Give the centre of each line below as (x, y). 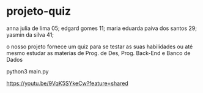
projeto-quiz (39, 11)
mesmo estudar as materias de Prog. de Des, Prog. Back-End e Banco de (98, 53)
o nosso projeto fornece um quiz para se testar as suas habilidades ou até (100, 46)
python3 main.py (28, 71)
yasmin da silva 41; (30, 34)
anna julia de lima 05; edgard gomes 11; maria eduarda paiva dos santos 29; (102, 28)
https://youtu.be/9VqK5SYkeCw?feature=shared (67, 83)
